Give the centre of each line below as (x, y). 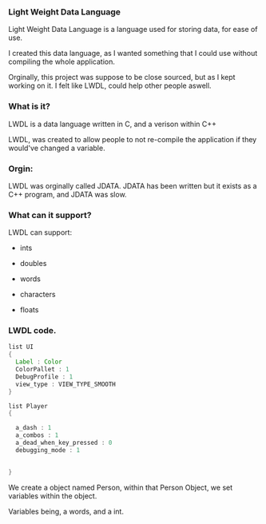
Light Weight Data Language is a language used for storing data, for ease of (133, 30)
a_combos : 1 (37, 435)
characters (38, 295)
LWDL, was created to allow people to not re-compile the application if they (133, 139)
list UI (21, 347)
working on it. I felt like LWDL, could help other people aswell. (110, 85)
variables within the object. (53, 496)
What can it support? (50, 215)
